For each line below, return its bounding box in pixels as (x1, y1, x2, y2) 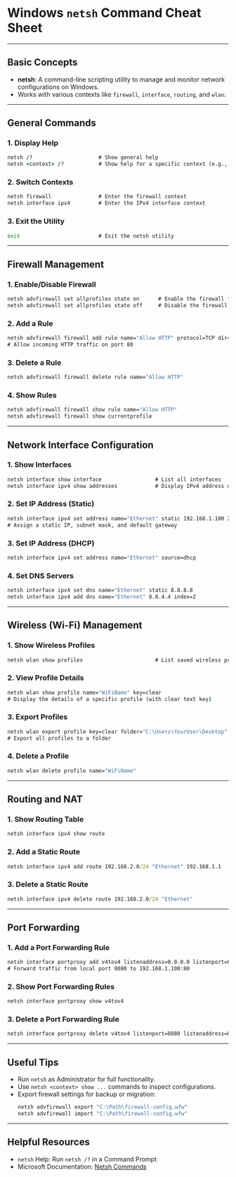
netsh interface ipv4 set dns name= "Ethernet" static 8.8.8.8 (7, 587, 193, 594)
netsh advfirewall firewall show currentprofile (7, 413, 152, 420)
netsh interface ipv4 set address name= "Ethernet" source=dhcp (7, 554, 197, 561)
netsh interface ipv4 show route (7, 830, 105, 837)
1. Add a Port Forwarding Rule (7, 942, 110, 952)
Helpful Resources (7, 1136, 90, 1148)
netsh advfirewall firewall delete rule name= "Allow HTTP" (7, 374, 184, 381)
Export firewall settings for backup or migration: (17, 1090, 156, 1098)
